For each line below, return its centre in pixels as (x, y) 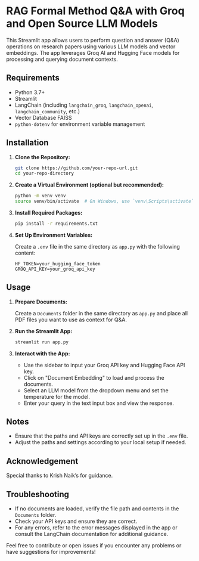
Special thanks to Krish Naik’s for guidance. (60, 476)
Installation (27, 143)
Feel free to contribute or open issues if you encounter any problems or (94, 545)
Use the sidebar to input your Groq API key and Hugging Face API (104, 365)
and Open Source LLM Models (82, 24)
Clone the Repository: (42, 157)
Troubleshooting (38, 494)
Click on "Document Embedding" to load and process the (94, 377)
